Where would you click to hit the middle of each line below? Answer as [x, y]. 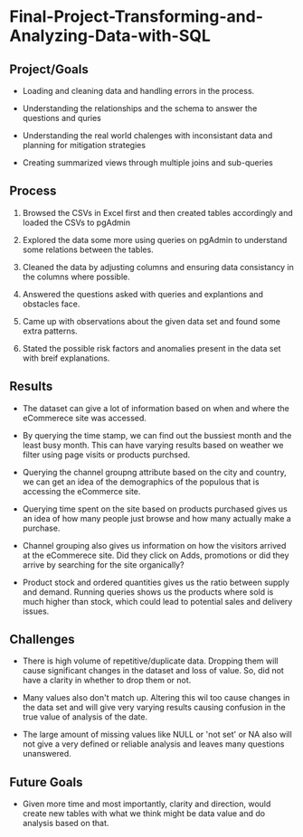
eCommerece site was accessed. [85, 418]
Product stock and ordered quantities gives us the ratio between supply [156, 582]
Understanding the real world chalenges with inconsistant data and [147, 136]
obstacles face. [51, 304]
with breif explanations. [66, 358]
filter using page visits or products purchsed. [106, 455]
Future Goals [46, 782]
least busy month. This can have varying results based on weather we [153, 445]
